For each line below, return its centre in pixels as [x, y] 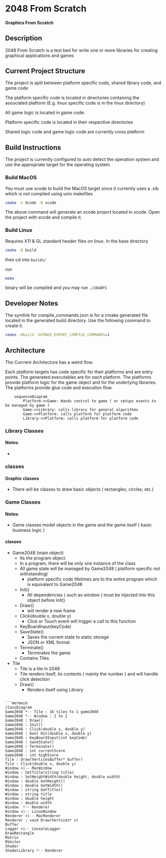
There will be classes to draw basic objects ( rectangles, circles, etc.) [83, 489]
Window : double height [30, 799]
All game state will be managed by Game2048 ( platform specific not [90, 569]
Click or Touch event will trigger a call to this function [82, 621]
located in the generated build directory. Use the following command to [78, 321]
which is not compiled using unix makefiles [49, 193]
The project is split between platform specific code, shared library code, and [83, 83]
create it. [14, 326]
